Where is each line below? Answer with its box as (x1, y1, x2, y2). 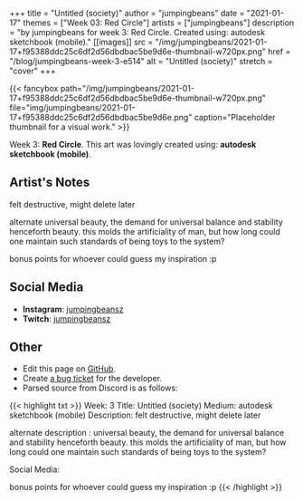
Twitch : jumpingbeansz (22, 313, 111, 324)
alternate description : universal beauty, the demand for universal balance (9, 428, 285, 438)
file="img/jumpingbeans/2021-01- (9, 102, 136, 112)
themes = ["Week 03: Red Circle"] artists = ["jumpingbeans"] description (23, 17, 295, 28)
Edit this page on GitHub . (22, 363, 116, 374)
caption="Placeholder (194, 112, 276, 122)
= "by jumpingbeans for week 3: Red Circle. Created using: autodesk (9, 27, 265, 37)
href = (268, 46, 291, 57)
